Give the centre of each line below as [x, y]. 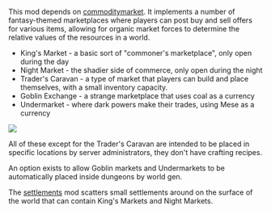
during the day [44, 61]
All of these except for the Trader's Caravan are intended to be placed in [129, 144]
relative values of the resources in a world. [79, 37]
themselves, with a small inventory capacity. [94, 87]
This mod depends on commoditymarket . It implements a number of [122, 12]
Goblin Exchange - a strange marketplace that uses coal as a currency [137, 96]
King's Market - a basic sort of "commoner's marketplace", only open [136, 53]
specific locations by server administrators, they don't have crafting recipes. [135, 152]
